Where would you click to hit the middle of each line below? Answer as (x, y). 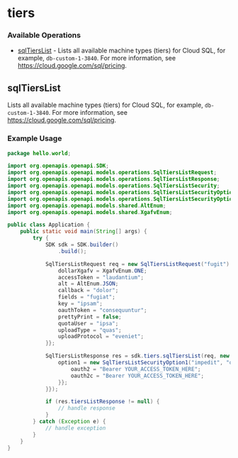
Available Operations (44, 35)
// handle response (86, 408)
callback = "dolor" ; (88, 291)
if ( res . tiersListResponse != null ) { (102, 402)
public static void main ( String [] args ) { (84, 232)
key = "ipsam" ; (80, 304)
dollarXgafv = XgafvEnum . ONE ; (102, 271)
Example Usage (35, 138)
